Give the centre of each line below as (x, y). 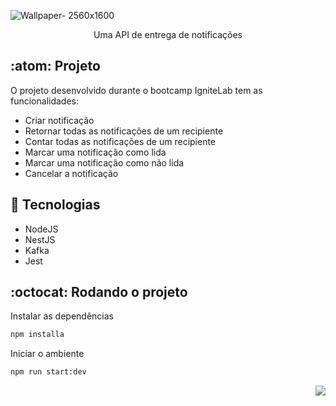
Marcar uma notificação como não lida (104, 162)
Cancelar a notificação (71, 173)
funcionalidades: (45, 101)
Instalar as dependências (62, 316)
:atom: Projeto (55, 66)
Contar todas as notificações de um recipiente (120, 141)
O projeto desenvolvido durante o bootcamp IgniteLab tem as (136, 90)
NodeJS (41, 229)
